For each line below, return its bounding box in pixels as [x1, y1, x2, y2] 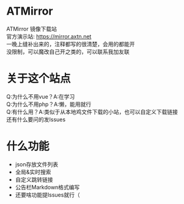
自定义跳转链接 [15, 175, 53, 183]
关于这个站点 [6, 72, 72, 86]
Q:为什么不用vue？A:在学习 [6, 93, 75, 100]
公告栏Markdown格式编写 [15, 183, 80, 191]
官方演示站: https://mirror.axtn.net [6, 32, 92, 40]
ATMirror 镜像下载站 [6, 25, 57, 32]
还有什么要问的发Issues [6, 116, 66, 123]
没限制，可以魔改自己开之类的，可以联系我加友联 [6, 47, 130, 55]
